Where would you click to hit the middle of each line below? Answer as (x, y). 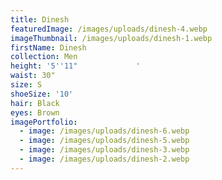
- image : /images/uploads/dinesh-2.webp (104, 159)
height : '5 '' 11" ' (75, 66)
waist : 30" (33, 76)
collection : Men (44, 57)
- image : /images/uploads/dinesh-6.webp (104, 131)
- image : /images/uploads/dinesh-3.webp (104, 150)
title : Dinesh (40, 19)
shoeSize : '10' (42, 94)
